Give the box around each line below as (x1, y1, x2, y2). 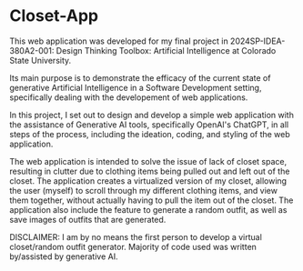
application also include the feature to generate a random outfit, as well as (9, 204, 288, 215)
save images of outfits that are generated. (9, 214, 167, 225)
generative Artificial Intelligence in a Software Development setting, (9, 82, 262, 93)
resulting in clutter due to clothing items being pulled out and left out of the (9, 166, 290, 176)
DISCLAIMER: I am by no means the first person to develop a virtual (9, 231, 262, 242)
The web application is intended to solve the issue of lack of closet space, (9, 156, 288, 166)
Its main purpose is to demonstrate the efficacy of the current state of (9, 72, 271, 83)
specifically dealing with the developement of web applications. (9, 92, 248, 103)
